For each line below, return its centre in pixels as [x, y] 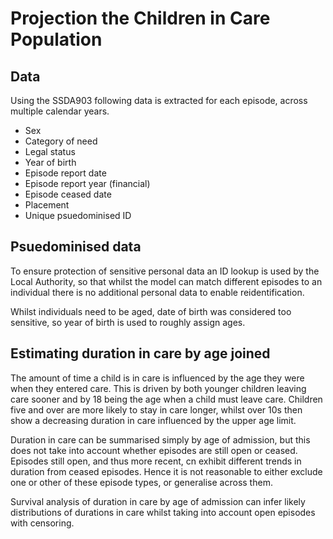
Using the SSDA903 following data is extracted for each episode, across [159, 100]
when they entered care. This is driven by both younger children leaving [158, 388]
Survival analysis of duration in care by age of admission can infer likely [158, 501]
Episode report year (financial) [87, 183]
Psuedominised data [76, 247]
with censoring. [42, 523]
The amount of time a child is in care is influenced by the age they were [157, 378]
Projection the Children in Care [140, 18]
